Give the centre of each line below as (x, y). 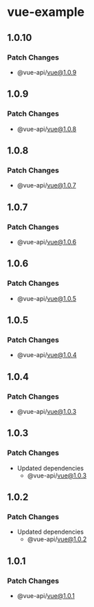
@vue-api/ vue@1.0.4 (47, 355)
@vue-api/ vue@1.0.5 (47, 298)
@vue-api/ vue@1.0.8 (47, 129)
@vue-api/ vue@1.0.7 (47, 185)
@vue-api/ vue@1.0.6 (47, 242)
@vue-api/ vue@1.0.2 (57, 539)
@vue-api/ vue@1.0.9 (47, 72)
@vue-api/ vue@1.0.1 (46, 596)
